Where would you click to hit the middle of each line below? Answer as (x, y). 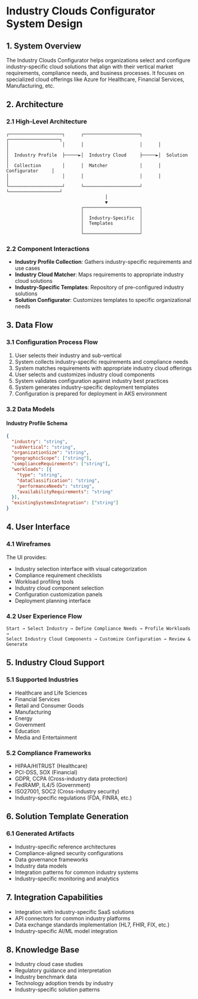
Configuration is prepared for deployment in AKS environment (91, 393)
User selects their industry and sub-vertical (68, 355)
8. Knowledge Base (43, 950)
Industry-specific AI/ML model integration (66, 931)
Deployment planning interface (53, 600)
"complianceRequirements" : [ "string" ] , (61, 464)
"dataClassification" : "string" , (58, 481)
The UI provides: (27, 557)
